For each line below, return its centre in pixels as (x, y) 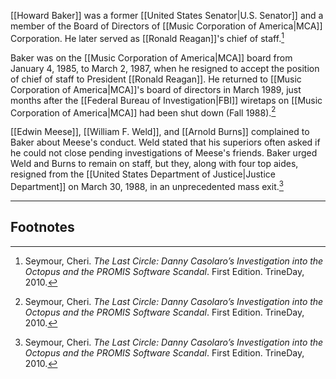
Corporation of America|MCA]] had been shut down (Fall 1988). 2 (143, 112)
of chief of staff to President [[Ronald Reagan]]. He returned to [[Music (156, 79)
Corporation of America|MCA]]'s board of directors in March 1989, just (156, 89)
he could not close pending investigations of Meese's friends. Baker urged (164, 153)
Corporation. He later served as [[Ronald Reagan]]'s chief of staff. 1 (147, 37)
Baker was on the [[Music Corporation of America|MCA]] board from (151, 57)
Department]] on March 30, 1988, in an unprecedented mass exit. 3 (147, 185)
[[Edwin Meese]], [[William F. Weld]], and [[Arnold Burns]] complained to (160, 132)
